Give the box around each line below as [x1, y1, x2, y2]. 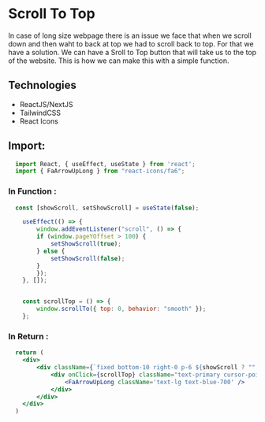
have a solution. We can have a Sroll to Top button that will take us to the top [8, 47, 257, 57]
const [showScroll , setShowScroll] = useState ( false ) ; [15, 204, 200, 212]
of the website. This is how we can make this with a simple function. [8, 56, 230, 65]
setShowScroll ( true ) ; [50, 240, 122, 248]
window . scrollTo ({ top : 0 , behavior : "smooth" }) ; [36, 305, 207, 313]
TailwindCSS [19, 108, 62, 117]
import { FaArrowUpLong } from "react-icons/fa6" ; [15, 167, 185, 176]
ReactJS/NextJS [19, 99, 73, 109]
